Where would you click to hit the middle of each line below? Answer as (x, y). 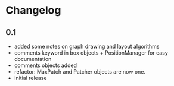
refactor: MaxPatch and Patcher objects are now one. (80, 71)
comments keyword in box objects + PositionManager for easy (91, 53)
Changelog (33, 10)
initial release (30, 78)
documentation (33, 59)
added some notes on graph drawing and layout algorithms (87, 46)
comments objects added (45, 65)
